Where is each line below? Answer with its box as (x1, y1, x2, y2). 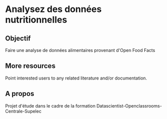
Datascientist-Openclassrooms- (96, 102, 162, 108)
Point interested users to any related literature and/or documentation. (5, 75, 147, 81)
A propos (5, 89, 34, 98)
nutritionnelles (5, 14, 67, 25)
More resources (5, 61, 56, 70)
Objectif (5, 34, 31, 42)
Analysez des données (5, 3, 102, 15)
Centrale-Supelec (5, 108, 41, 114)
